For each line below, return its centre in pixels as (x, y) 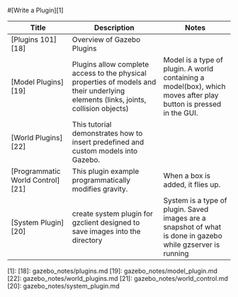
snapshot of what (192, 227)
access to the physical (109, 73)
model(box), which (194, 86)
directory (87, 240)
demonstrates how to (107, 133)
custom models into (105, 151)
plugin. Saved (186, 209)
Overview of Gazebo (106, 40)
